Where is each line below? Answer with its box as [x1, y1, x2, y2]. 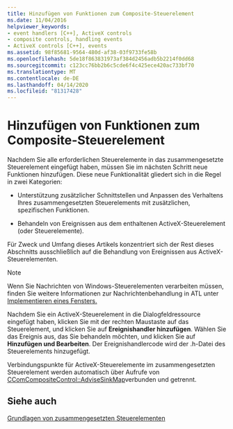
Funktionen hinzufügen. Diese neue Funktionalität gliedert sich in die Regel [7, 170, 221, 179]
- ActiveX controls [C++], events [7, 42, 108, 49]
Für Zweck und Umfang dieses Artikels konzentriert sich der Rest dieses [7, 241, 214, 249]
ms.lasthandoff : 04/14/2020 [7, 81, 89, 88]
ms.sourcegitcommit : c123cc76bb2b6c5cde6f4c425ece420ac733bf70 [7, 62, 195, 69]
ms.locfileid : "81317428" [7, 88, 82, 95]
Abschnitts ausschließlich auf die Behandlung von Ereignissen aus [7, 248, 197, 256]
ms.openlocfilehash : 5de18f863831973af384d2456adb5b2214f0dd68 [7, 56, 195, 63]
